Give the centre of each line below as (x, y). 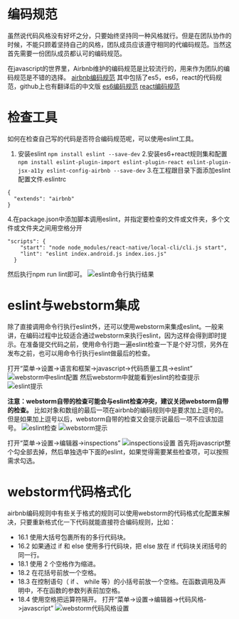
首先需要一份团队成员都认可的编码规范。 (67, 53)
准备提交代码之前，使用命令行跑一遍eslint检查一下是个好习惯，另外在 (127, 344)
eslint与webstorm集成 (74, 306)
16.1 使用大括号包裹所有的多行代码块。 (74, 537)
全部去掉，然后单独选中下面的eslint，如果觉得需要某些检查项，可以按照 (124, 451)
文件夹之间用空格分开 (51, 227)
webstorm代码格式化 (69, 492)
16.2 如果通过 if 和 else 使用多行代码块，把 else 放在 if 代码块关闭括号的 (122, 546)
